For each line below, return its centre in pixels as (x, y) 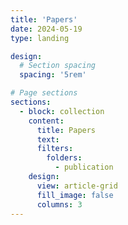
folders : (64, 158)
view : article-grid (77, 186)
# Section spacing (58, 66)
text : (48, 139)
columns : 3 (59, 204)
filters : (55, 149)
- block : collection (62, 111)
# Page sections (44, 93)
